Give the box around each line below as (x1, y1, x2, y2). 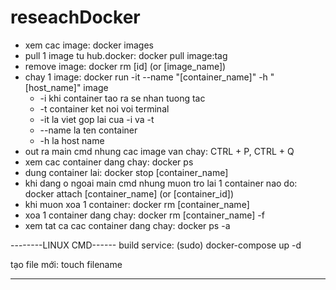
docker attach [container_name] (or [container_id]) (24, 187, 234, 200)
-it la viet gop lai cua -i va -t (39, 113, 155, 125)
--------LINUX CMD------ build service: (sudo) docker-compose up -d (10, 239, 302, 251)
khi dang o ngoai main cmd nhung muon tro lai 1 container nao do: (24, 177, 298, 189)
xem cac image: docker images (24, 39, 155, 51)
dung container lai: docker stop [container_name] (24, 166, 229, 178)
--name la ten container (39, 124, 138, 136)
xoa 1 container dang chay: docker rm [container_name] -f (24, 209, 265, 221)
